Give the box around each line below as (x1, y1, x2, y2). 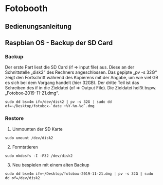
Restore (5, 115, 24, 122)
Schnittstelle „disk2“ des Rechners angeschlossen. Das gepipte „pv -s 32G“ (5, 69, 157, 75)
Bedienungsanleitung (5, 22, 72, 31)
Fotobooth (5, 3, 48, 14)
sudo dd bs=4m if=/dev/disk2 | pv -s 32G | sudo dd (5, 100, 112, 104)
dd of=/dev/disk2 (5, 175, 40, 180)
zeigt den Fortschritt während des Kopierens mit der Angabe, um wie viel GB (5, 75, 159, 81)
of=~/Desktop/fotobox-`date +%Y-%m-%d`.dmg (5, 104, 95, 109)
